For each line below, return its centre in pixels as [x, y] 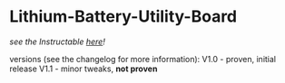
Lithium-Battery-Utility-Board [123, 17]
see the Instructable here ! [58, 41]
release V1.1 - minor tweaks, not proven [84, 69]
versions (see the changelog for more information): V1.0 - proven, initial [143, 59]
